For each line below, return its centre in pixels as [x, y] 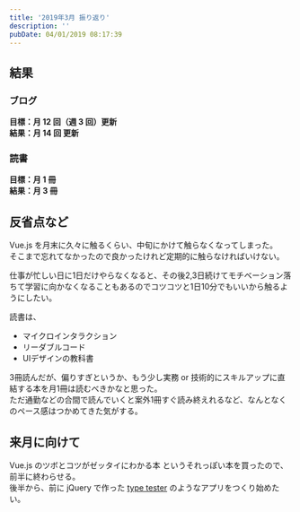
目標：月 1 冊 [33, 179]
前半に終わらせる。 [45, 476]
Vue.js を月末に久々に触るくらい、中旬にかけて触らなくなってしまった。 [144, 245]
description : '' [40, 26]
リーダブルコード [54, 347]
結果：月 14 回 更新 [44, 133]
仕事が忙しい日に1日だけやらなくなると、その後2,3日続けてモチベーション [146, 275]
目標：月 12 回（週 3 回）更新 [63, 122]
